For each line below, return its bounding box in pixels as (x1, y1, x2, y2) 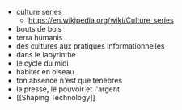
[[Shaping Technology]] (15, 93, 95, 102)
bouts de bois (15, 24, 62, 33)
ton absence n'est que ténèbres (15, 76, 123, 85)
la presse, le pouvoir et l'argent (15, 84, 120, 94)
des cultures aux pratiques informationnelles (15, 41, 165, 51)
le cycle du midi (15, 58, 69, 68)
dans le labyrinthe (15, 50, 76, 59)
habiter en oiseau (15, 67, 74, 76)
